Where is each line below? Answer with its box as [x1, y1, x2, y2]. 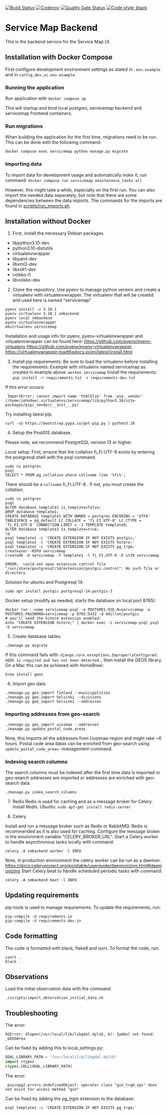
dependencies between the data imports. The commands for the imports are [5, 197, 163, 203]
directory [5, 571, 26, 576]
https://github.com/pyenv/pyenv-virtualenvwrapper [26, 344, 132, 350]
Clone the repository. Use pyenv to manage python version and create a [12, 287, 161, 293]
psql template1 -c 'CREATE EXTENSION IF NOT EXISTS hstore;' [5, 540, 135, 545]
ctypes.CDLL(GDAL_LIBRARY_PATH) [5, 1064, 72, 1069]
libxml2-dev [12, 261, 37, 267]
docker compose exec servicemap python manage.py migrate [5, 149, 128, 154]
